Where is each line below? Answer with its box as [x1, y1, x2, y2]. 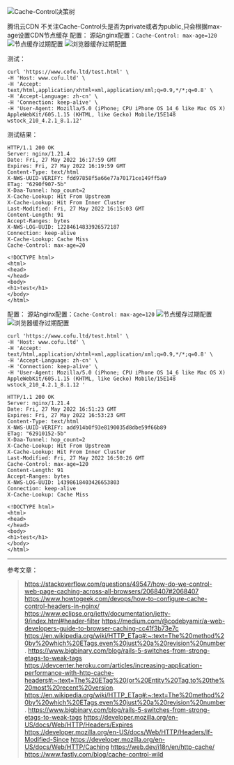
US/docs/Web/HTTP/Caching [24, 743, 109, 751]
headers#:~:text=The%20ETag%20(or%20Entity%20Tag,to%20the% [24, 676, 225, 684]
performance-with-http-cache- [24, 669, 115, 676]
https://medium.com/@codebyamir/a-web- [101, 617, 225, 625]
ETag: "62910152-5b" [7, 430, 68, 437]
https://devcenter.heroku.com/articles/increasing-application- [24, 661, 203, 669]
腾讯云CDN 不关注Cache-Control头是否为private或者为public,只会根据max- [7, 22, 223, 31]
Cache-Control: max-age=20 [7, 242, 86, 249]
